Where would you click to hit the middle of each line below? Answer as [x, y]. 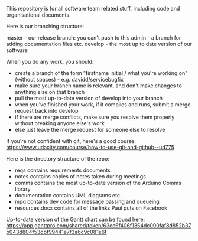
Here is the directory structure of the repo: [58, 159]
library [22, 189]
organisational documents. [38, 15]
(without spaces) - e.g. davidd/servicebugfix [69, 79]
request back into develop [46, 111]
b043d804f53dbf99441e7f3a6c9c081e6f [56, 232]
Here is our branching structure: [45, 26]
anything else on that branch [49, 92]
